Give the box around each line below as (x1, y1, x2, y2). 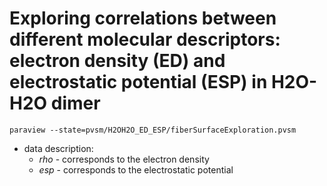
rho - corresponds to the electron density (38, 153, 210, 165)
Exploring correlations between (9, 7, 277, 30)
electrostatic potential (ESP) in (9, 71, 268, 94)
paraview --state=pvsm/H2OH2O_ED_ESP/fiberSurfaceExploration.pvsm (9, 125, 297, 135)
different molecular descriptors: (9, 28, 281, 51)
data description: (23, 142, 94, 154)
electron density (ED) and (9, 50, 226, 72)
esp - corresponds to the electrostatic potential (38, 163, 234, 176)
